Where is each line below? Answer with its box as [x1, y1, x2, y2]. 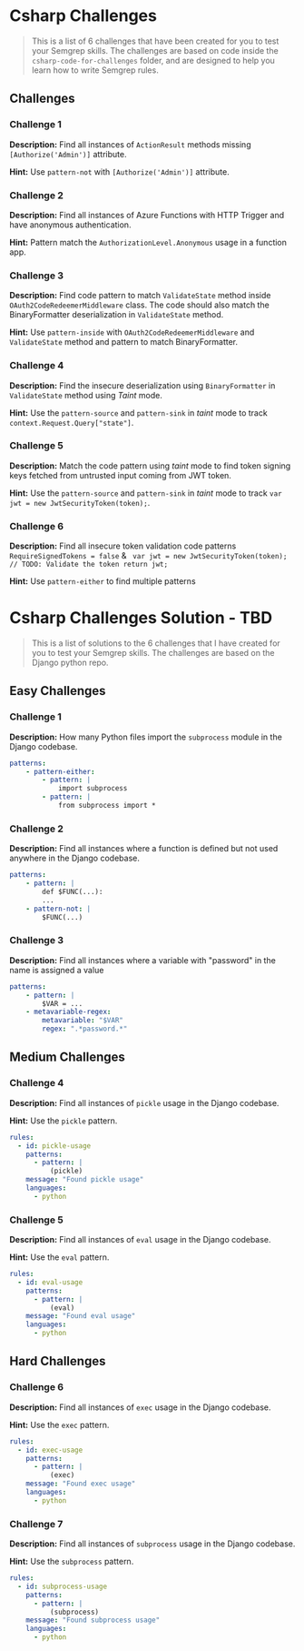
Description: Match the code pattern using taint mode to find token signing [9, 460, 291, 471]
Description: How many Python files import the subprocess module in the [9, 731, 283, 742]
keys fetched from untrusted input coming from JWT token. [9, 469, 231, 480]
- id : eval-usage [17, 1277, 83, 1287]
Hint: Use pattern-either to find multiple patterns [9, 576, 197, 587]
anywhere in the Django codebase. [9, 852, 141, 864]
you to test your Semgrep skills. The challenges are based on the [31, 648, 275, 659]
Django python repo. [31, 657, 109, 669]
